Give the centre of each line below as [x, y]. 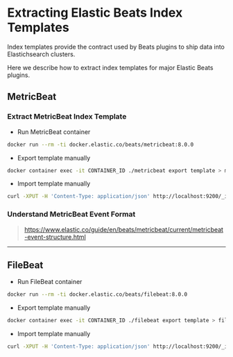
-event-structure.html [55, 237]
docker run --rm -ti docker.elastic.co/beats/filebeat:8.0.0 [97, 294]
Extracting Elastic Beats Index [95, 13]
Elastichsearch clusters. [41, 54]
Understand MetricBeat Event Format [71, 215]
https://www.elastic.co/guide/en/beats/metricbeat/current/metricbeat [124, 229]
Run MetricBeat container [54, 132]
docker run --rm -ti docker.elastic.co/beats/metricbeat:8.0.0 [101, 144]
